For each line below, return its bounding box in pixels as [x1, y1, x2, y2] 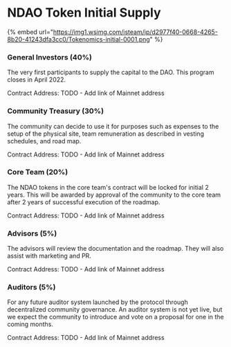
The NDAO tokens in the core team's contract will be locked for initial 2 [7, 183, 209, 191]
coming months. [7, 320, 54, 328]
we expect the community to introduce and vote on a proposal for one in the [7, 313, 224, 321]
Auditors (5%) [7, 283, 56, 292]
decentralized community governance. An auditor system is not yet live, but [7, 305, 223, 314]
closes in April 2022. [7, 75, 66, 84]
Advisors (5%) [7, 229, 57, 238]
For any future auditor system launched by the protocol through [7, 298, 188, 306]
